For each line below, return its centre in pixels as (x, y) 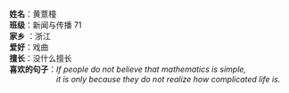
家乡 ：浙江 (30, 36)
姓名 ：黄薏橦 (33, 14)
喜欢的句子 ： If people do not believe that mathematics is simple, (128, 69)
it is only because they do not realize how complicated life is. (169, 79)
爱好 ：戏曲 (29, 47)
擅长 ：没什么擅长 (41, 58)
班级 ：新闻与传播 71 (45, 25)
